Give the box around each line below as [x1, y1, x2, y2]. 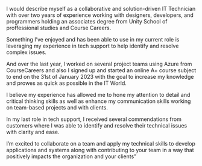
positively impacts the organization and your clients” [6, 153, 137, 160]
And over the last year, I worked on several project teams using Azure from [6, 60, 192, 67]
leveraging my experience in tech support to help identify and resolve [6, 42, 179, 49]
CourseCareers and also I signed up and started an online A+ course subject [6, 67, 197, 74]
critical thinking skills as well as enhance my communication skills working [6, 97, 191, 105]
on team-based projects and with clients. [6, 104, 109, 111]
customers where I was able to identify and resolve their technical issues [6, 122, 188, 129]
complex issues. [6, 49, 47, 56]
